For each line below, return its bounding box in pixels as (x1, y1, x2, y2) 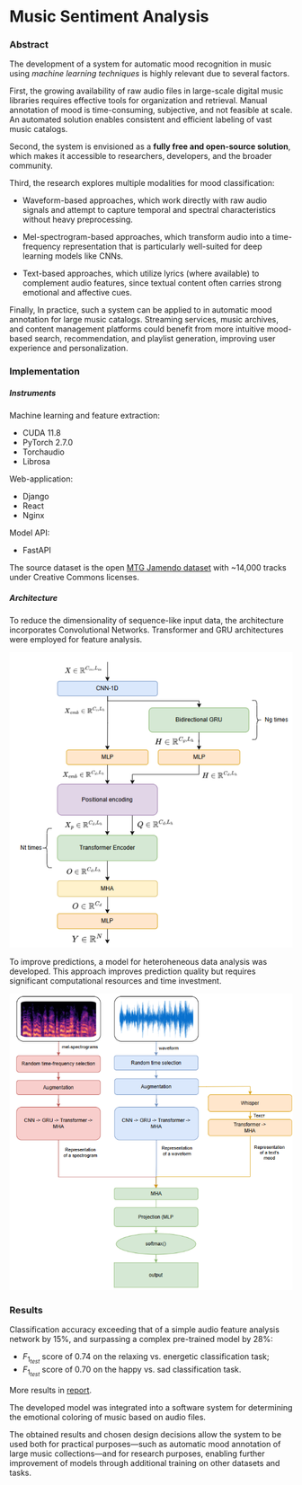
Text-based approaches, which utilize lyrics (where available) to (22, 268, 260, 279)
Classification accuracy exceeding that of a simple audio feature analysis (9, 1323, 280, 1335)
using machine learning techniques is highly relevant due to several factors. (9, 68, 290, 79)
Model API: (9, 527, 50, 538)
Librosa (22, 456, 51, 467)
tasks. (9, 1467, 32, 1479)
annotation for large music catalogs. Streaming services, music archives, (9, 314, 279, 325)
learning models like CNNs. (22, 251, 124, 261)
